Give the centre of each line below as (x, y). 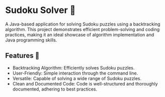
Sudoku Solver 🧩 (40, 10)
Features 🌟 (22, 56)
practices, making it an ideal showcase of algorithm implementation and (80, 34)
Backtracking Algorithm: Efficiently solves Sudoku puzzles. (73, 67)
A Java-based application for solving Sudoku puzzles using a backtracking (83, 24)
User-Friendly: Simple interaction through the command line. (75, 73)
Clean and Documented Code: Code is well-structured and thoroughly (85, 83)
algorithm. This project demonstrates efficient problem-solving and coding (82, 29)
